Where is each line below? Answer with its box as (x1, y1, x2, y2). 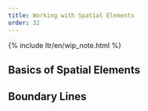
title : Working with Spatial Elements (8, 11, 135, 20)
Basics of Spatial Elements (8, 63, 141, 76)
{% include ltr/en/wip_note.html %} (8, 40, 121, 50)
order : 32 (8, 19, 41, 27)
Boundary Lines (8, 90, 87, 103)
